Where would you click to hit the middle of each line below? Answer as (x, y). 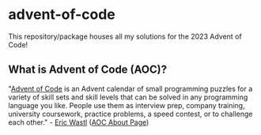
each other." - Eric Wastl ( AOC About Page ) (79, 122)
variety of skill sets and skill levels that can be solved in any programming (128, 97)
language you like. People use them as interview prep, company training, (127, 105)
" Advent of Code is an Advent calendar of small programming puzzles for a (130, 88)
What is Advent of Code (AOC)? (88, 70)
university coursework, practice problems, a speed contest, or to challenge (130, 114)
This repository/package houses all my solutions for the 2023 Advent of (125, 36)
